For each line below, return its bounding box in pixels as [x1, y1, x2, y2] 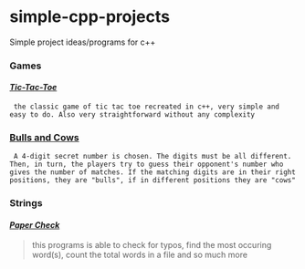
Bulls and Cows [9, 130, 79, 143]
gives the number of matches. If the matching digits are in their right [9, 168, 297, 177]
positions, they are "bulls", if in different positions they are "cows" [9, 176, 297, 185]
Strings [9, 197, 43, 210]
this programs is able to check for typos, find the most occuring [31, 240, 272, 251]
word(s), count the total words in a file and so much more [31, 249, 248, 261]
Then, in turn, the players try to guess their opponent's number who [9, 160, 284, 170]
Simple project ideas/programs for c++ [9, 36, 156, 47]
